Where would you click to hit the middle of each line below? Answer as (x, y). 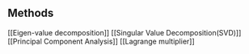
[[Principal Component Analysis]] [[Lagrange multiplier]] (101, 41)
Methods (31, 13)
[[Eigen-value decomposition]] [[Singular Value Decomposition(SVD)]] (124, 32)
